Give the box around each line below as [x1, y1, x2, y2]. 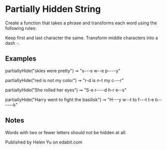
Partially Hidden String [5, 3, 101, 15]
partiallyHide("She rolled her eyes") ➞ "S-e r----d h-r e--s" [5, 87, 127, 93]
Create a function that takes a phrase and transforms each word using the [5, 20, 157, 26]
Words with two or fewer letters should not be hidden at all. [5, 129, 127, 135]
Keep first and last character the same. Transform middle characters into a [5, 35, 158, 41]
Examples [5, 55, 36, 63]
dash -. [5, 40, 20, 46]
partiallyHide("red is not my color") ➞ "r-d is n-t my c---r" [5, 77, 124, 83]
